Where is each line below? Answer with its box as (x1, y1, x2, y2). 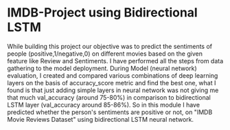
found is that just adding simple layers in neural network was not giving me (7, 86, 219, 94)
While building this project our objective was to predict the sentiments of (7, 42, 213, 50)
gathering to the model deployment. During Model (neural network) (7, 64, 197, 72)
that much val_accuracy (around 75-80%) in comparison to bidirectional (7, 93, 211, 101)
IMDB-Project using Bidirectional (7, 5, 198, 21)
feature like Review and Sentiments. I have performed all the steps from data (7, 56, 224, 65)
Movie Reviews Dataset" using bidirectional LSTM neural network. (7, 115, 194, 123)
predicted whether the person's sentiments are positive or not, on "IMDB (7, 108, 213, 116)
